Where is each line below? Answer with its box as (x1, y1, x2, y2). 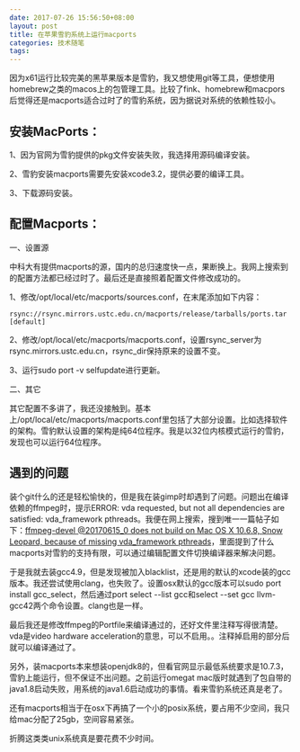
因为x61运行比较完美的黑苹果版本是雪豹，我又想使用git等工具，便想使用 (9, 73, 276, 84)
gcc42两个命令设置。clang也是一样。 (9, 600, 148, 611)
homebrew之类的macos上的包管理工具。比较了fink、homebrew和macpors (9, 84, 286, 94)
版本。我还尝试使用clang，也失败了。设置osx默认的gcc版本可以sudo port (9, 577, 281, 588)
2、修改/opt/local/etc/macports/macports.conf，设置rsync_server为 (9, 334, 262, 345)
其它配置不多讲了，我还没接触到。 (9, 402, 136, 414)
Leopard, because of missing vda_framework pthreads (9, 536, 212, 547)
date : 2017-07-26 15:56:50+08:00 (9, 13, 135, 22)
